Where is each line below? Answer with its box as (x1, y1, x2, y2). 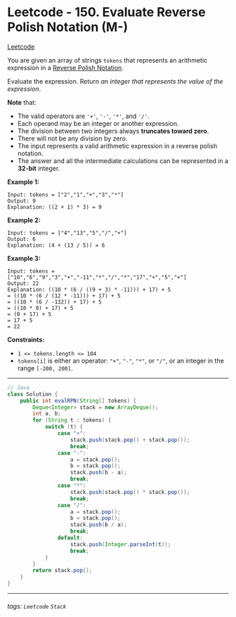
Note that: (7, 98, 37, 106)
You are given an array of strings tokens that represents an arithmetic (7, 56, 208, 64)
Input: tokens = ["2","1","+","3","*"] (7, 191, 124, 198)
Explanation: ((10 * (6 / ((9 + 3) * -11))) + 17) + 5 (7, 286, 171, 293)
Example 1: (7, 177, 40, 186)
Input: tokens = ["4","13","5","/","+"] (7, 229, 128, 236)
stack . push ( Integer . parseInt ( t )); (70, 540, 171, 548)
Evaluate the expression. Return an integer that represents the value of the (7, 77, 223, 85)
